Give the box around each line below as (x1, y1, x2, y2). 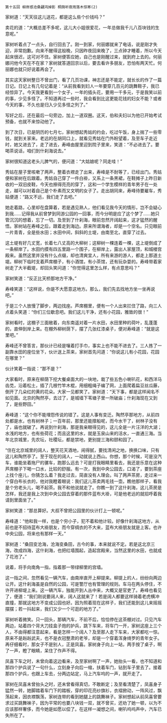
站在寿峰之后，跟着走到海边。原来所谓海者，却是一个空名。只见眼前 (22, 223, 162, 229)
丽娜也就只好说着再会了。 (5, 66, 58, 72)
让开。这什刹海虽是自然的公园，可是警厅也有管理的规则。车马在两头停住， (5, 581, 158, 587)
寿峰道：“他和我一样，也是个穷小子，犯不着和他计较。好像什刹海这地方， (5, 518, 156, 524)
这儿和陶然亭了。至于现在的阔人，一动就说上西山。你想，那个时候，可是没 (5, 454, 158, 459)
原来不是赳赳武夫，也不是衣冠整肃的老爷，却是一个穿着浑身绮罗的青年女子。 (5, 635, 162, 641)
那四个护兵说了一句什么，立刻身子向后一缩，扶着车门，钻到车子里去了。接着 (5, 664, 162, 670)
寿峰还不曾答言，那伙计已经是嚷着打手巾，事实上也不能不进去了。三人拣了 (5, 343, 158, 349)
